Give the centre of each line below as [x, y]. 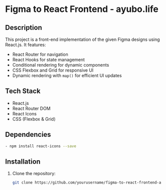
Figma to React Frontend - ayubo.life [82, 9]
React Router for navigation [40, 54]
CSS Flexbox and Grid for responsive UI [53, 70]
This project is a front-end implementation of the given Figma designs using [83, 39]
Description [24, 28]
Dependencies [28, 135]
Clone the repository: [34, 174]
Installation [23, 161]
